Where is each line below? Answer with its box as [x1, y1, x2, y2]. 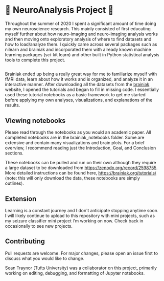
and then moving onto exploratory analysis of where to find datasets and [5, 36, 152, 42]
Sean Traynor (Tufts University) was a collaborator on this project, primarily [5, 265, 157, 271]
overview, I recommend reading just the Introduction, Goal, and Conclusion [5, 145, 156, 151]
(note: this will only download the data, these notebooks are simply [5, 175, 141, 181]
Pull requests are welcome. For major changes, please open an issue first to [5, 250, 158, 256]
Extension [5, 195, 37, 203]
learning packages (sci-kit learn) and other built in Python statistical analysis [5, 51, 160, 58]
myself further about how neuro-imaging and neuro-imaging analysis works [5, 31, 158, 37]
